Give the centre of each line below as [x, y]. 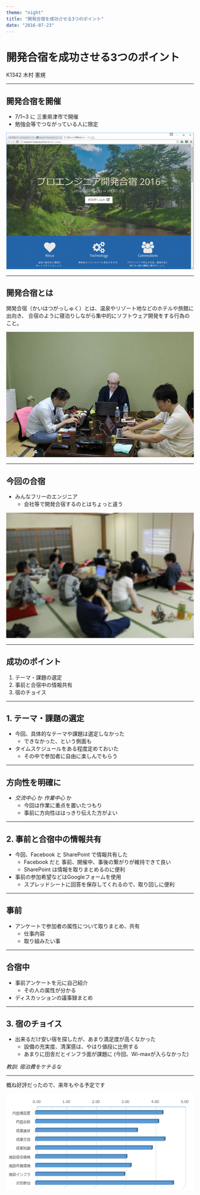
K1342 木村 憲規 [26, 75]
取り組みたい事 [42, 941]
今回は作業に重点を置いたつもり [63, 805]
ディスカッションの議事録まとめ [54, 998]
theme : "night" [25, 13]
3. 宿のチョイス [34, 1023]
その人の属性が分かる [50, 990]
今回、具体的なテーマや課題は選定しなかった [70, 734]
